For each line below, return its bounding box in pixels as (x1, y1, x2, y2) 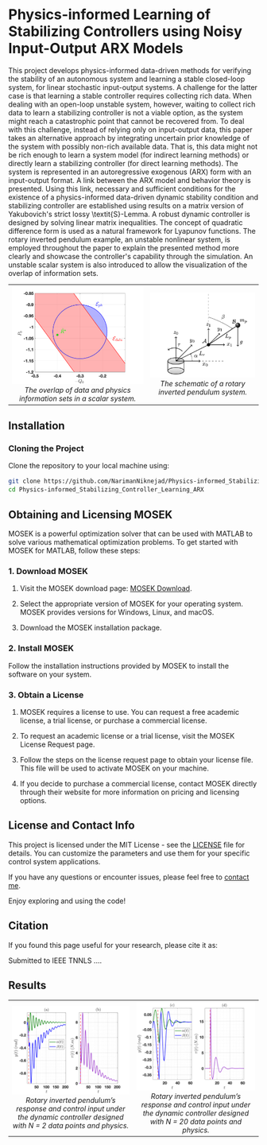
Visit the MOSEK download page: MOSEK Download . (19, 584, 192, 593)
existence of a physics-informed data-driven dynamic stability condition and (8, 192, 259, 202)
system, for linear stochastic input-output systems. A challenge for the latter (8, 82, 258, 92)
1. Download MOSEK (8, 565, 89, 576)
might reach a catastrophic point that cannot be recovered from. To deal (8, 116, 245, 126)
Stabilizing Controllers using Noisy (8, 22, 242, 41)
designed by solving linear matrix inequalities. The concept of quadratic (8, 217, 243, 227)
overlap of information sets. (8, 268, 99, 278)
